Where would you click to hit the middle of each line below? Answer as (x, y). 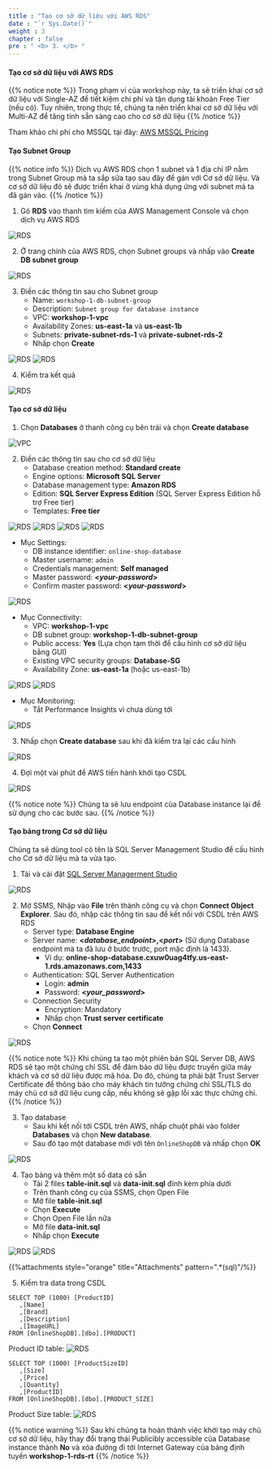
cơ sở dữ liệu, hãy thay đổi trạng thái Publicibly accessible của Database (129, 1438)
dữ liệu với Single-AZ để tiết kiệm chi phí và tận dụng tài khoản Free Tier (129, 99)
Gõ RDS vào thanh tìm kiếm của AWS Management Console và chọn (134, 211)
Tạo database (43, 1117)
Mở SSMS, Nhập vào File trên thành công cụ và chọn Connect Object (137, 905)
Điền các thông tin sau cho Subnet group (89, 291)
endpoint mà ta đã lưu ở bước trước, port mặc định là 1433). (132, 948)
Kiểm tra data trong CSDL (63, 1282)
